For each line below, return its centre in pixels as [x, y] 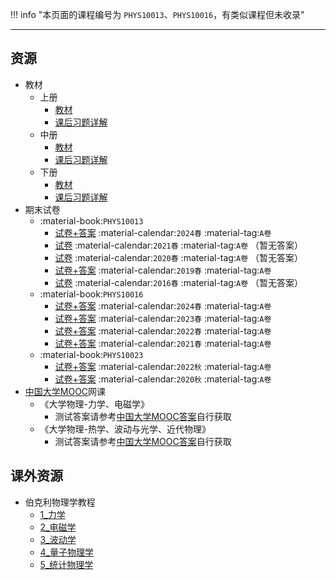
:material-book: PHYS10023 [91, 354]
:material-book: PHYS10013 [91, 220]
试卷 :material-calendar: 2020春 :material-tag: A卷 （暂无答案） [178, 257]
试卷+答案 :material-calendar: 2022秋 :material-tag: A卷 [163, 366]
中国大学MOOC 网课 [65, 391]
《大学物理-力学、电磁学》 [94, 404]
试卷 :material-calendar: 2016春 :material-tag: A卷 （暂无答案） [178, 282]
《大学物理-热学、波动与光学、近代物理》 [125, 429]
